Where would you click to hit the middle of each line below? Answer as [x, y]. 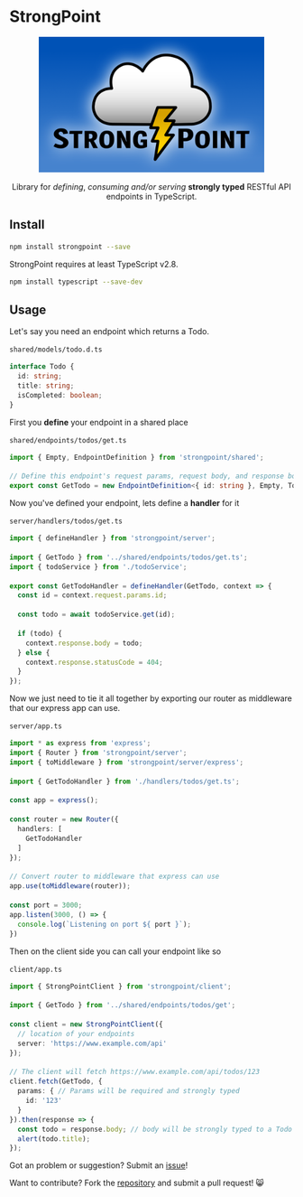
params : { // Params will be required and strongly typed [129, 1091]
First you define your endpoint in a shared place [99, 422]
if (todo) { [40, 633]
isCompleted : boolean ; [60, 395]
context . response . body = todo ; [84, 643]
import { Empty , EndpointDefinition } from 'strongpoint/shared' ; [137, 457]
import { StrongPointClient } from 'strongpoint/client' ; [120, 987]
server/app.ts [36, 726]
